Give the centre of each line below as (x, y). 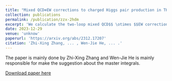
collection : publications (33, 15)
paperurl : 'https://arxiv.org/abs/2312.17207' (56, 39)
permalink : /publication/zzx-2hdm (42, 19)
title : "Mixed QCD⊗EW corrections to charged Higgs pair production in (83, 10)
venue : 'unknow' (23, 34)
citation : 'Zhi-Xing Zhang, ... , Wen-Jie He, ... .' (64, 43)
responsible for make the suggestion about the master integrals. (73, 63)
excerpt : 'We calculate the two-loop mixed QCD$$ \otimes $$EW (74, 24)
